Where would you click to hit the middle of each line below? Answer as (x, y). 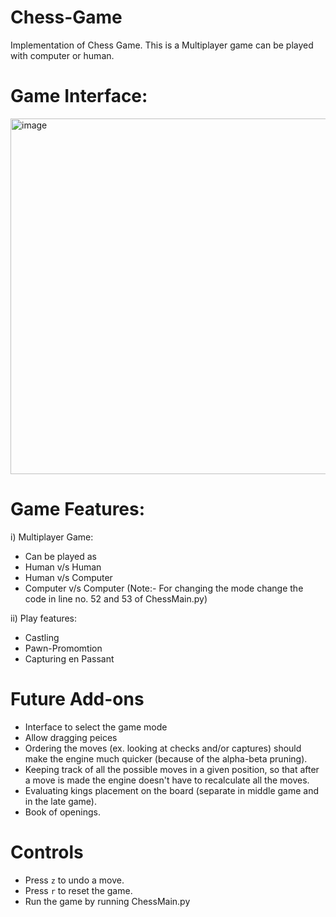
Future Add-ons (77, 699)
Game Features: (78, 509)
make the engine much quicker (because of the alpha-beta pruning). (166, 758)
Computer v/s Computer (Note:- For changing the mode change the (164, 588)
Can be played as (60, 556)
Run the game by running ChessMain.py (107, 901)
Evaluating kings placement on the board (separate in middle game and (172, 790)
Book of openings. (62, 812)
